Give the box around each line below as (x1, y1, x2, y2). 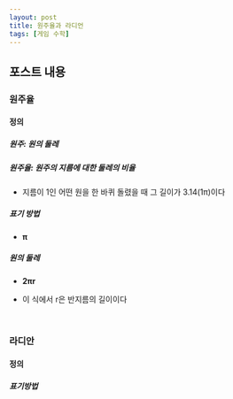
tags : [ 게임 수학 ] (9, 29, 70, 38)
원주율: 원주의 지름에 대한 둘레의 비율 (9, 163, 136, 173)
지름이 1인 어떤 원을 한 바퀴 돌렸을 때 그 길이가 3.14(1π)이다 (21, 187, 226, 197)
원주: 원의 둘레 (9, 138, 59, 149)
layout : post (9, 12, 58, 22)
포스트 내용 (9, 64, 66, 80)
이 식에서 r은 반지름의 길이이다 (21, 294, 128, 304)
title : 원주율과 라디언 (9, 21, 84, 30)
